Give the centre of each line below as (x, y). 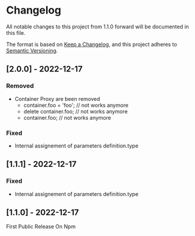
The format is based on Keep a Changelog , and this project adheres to (92, 44)
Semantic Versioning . (32, 50)
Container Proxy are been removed (57, 99)
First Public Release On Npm (41, 227)
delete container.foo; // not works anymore (76, 111)
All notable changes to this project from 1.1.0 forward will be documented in (97, 27)
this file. (16, 32)
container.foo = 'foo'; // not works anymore (76, 105)
